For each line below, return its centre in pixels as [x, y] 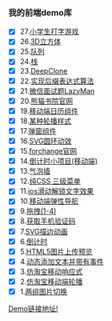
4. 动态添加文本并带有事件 [62, 261]
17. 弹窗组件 [38, 130]
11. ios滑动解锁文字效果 [57, 191]
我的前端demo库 [40, 12]
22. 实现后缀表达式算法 [57, 81]
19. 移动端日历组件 [49, 110]
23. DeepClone [44, 70]
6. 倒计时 [34, 241]
